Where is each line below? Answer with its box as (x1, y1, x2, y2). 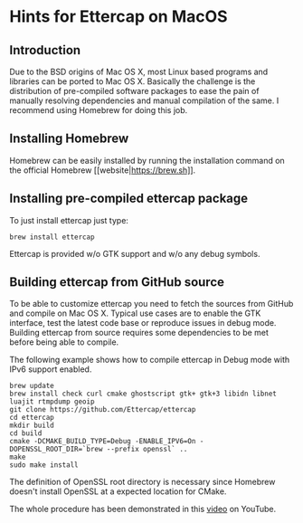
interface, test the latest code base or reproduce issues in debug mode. (9, 318, 277, 328)
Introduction (9, 43, 81, 58)
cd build (9, 429, 43, 438)
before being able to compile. (9, 337, 119, 347)
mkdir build (9, 421, 54, 431)
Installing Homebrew (9, 131, 129, 147)
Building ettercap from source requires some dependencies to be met (9, 328, 270, 338)
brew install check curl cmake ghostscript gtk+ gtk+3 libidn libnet (9, 389, 278, 399)
